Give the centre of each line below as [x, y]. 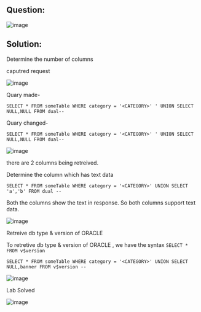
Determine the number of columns [50, 59]
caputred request [28, 71]
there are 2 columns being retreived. [53, 163]
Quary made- [23, 95]
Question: [26, 10]
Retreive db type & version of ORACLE [55, 233]
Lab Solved [21, 290]
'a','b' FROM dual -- [34, 191]
